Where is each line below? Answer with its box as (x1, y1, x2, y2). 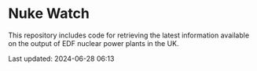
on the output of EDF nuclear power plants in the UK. (8, 38, 179, 48)
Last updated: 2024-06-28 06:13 (8, 54, 115, 63)
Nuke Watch (8, 5, 90, 23)
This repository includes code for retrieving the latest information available (8, 30, 250, 40)
